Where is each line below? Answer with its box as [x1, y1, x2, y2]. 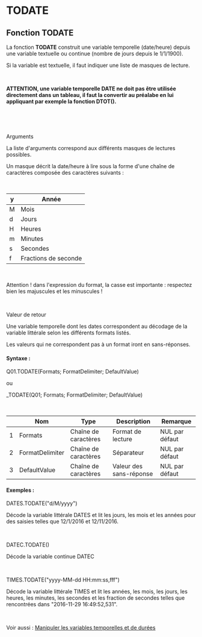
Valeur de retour [6, 311, 47, 318]
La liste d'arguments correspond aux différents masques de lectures [6, 145, 176, 151]
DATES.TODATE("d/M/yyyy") [6, 500, 78, 507]
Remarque [161, 417, 192, 425]
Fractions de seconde [20, 254, 82, 262]
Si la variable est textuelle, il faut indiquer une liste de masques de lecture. [6, 61, 191, 69]
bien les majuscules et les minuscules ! [6, 287, 103, 295]
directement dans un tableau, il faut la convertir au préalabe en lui [6, 92, 174, 98]
